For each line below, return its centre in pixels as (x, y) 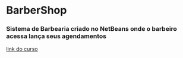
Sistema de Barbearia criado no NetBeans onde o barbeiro (91, 29)
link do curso (22, 49)
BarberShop (37, 10)
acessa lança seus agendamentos (56, 36)
